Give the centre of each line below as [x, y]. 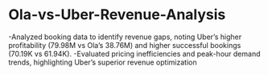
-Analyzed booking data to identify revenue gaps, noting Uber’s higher [125, 37]
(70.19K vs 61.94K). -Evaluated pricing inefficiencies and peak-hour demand [134, 53]
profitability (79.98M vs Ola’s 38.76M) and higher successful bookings [125, 45]
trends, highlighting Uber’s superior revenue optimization [103, 62]
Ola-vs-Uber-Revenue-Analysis [117, 15]
